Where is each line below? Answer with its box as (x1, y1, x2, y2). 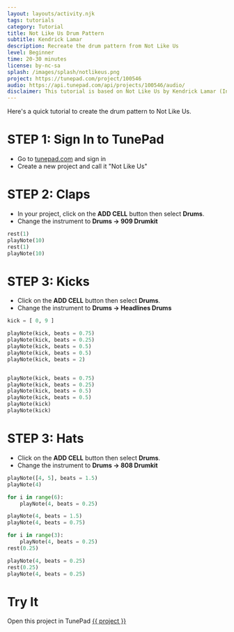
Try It (7, 594, 38, 610)
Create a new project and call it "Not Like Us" (17, 162, 148, 171)
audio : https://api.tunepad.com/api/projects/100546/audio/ (7, 82, 186, 89)
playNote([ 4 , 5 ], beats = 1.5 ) (7, 474, 98, 481)
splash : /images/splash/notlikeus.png (7, 68, 120, 75)
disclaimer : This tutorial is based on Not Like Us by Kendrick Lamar (7, 88, 217, 95)
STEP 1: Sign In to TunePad (7, 132, 164, 147)
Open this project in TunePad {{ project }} (7, 617, 127, 625)
